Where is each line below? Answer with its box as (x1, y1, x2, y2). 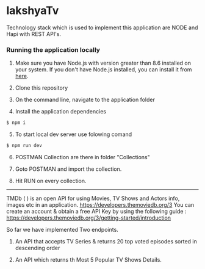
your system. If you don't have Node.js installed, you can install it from (15, 66, 192, 73)
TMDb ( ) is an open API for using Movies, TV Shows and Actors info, (6, 195, 180, 202)
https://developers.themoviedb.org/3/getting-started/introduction (6, 214, 171, 221)
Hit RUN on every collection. (15, 177, 87, 184)
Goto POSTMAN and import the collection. (15, 165, 122, 173)
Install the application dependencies (15, 108, 107, 115)
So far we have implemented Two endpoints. (6, 226, 119, 233)
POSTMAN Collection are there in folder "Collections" (15, 153, 151, 160)
